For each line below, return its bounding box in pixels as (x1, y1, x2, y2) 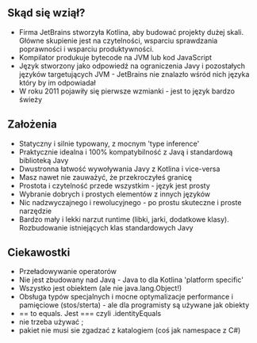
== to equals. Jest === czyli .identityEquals (18, 309, 162, 318)
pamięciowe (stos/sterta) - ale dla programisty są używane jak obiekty (18, 300, 250, 310)
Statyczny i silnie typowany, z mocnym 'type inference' (18, 139, 200, 148)
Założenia (7, 118, 57, 131)
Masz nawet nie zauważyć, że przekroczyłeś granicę (18, 172, 192, 181)
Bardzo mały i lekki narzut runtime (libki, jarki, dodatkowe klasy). (18, 214, 229, 224)
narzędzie (18, 206, 52, 215)
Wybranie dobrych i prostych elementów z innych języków (18, 189, 211, 199)
